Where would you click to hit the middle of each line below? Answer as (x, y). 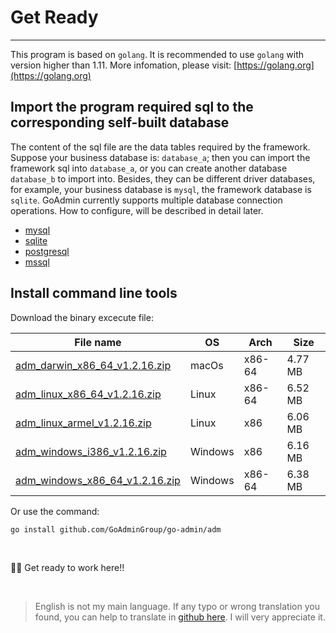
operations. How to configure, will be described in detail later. (137, 210)
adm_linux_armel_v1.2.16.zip (83, 423)
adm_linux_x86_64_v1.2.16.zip (88, 394)
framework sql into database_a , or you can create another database (149, 168)
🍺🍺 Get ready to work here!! (67, 567)
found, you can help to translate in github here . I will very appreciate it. (180, 617)
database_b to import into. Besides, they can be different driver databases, (163, 178)
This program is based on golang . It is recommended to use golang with (157, 54)
